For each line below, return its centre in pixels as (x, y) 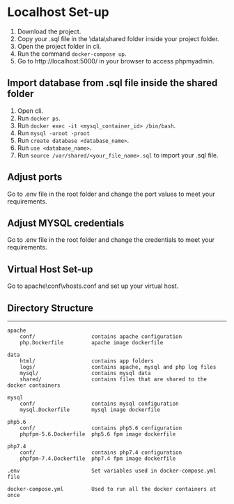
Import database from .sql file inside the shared (112, 83)
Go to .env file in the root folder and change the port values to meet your (111, 194)
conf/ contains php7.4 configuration (101, 452)
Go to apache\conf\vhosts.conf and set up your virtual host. (93, 286)
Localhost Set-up (58, 12)
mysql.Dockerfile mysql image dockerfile (90, 410)
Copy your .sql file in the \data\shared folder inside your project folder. (118, 38)
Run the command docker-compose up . (72, 54)
